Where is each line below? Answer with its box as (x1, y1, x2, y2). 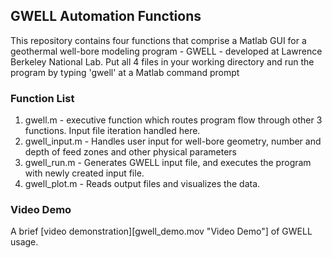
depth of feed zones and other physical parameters (24, 146, 237, 158)
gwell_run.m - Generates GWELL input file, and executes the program (24, 157, 312, 169)
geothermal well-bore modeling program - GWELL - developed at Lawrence (10, 45, 323, 57)
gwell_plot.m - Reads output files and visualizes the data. (24, 178, 261, 190)
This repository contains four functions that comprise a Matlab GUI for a (10, 34, 307, 46)
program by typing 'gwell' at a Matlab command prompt (10, 66, 240, 78)
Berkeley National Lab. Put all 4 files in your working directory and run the (10, 55, 315, 68)
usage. (10, 236, 39, 248)
